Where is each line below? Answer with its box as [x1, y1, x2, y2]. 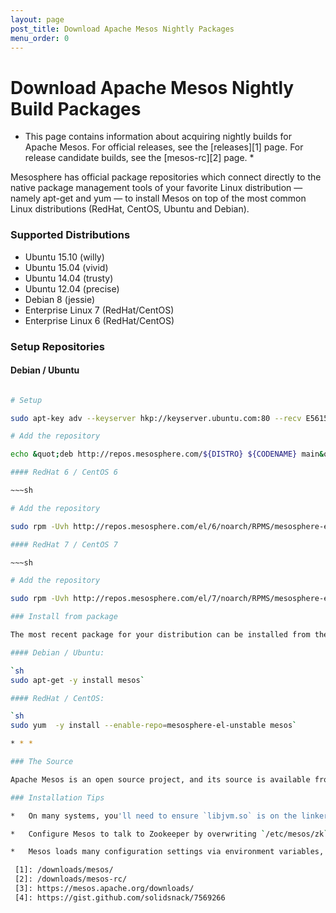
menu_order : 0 [10, 33, 70, 43]
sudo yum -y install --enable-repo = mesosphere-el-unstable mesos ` [10, 721, 298, 731]
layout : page [10, 14, 65, 25]
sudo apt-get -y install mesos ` [10, 675, 145, 685]
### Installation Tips [10, 792, 105, 803]
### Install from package [10, 612, 118, 622]
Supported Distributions [10, 228, 131, 242]
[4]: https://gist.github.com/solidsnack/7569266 [14, 892, 226, 903]
